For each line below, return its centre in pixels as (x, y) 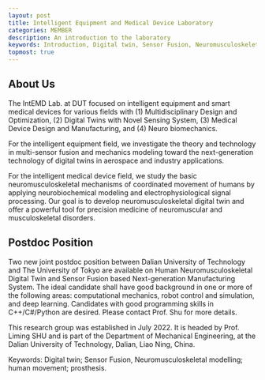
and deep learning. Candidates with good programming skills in (111, 303)
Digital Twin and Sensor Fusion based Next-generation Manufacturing (122, 278)
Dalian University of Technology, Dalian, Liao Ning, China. (102, 344)
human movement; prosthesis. (58, 367)
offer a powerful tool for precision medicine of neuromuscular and (115, 209)
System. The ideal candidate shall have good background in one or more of (131, 287)
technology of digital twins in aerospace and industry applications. (116, 160)
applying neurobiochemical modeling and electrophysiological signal (119, 192)
